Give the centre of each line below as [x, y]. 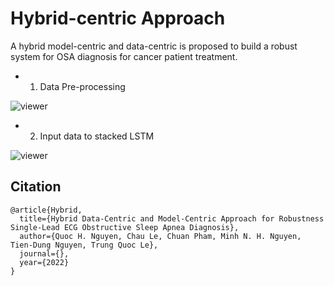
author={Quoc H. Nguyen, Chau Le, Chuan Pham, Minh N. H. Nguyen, [160, 236]
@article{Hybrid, [46, 210]
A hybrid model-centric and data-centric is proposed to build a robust [154, 46]
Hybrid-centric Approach [118, 18]
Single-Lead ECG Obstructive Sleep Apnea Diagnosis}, [125, 227]
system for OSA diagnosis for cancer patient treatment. [124, 56]
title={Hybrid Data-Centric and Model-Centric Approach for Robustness [172, 218]
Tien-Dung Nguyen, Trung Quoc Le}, [84, 245]
